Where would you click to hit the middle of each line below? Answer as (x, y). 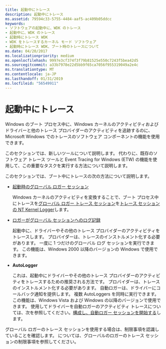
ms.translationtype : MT (30, 70)
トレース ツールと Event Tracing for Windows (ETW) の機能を (90, 159)
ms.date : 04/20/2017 (27, 51)
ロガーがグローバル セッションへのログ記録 (56, 220)
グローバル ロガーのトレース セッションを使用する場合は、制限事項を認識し (82, 329)
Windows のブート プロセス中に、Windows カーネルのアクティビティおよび (82, 124)
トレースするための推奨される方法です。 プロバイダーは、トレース (92, 281)
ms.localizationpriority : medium (40, 56)
